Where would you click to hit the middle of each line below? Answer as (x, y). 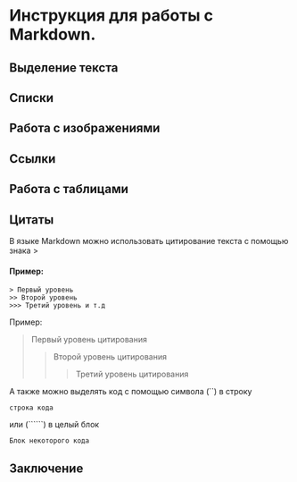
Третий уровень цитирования (132, 374)
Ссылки (33, 159)
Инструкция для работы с (111, 16)
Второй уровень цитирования (110, 357)
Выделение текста (64, 68)
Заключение (46, 468)
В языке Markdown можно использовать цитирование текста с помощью (149, 241)
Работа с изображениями (85, 128)
